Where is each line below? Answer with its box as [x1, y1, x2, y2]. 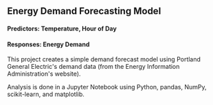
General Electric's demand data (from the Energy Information [7, 63, 180, 71]
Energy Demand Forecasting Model [7, 5, 161, 17]
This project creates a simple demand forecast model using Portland [7, 55, 201, 63]
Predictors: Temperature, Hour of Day [7, 24, 117, 33]
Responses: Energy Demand [7, 40, 90, 48]
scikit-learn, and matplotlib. [7, 90, 85, 98]
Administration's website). [7, 70, 81, 78]
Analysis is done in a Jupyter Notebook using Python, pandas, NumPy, [7, 83, 207, 91]
